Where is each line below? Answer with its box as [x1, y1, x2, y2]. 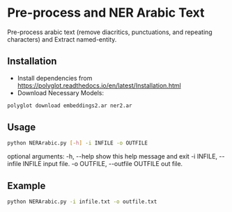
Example [7, 179, 46, 192]
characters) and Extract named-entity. [7, 35, 117, 43]
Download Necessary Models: [17, 88, 105, 97]
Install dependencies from [17, 74, 93, 82]
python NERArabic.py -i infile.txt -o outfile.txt [7, 198, 157, 206]
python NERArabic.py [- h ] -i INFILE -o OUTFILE [7, 140, 148, 147]
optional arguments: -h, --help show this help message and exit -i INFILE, [7, 152, 218, 161]
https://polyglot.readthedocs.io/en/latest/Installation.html [17, 81, 181, 90]
